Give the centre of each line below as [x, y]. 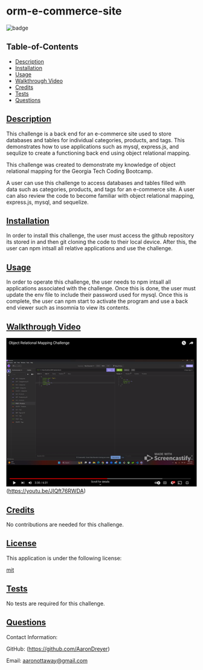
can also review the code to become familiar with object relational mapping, [100, 195]
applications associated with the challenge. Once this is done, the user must [101, 288]
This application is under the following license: [64, 558]
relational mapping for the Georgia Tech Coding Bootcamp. [79, 171]
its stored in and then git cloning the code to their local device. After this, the [101, 242]
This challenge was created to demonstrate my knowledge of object [91, 164]
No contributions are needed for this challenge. [65, 525]
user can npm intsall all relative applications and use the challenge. [90, 249]
